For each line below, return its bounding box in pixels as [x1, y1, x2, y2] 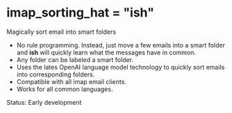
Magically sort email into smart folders [6, 28, 116, 36]
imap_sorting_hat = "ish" [6, 5, 154, 21]
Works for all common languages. [16, 85, 113, 93]
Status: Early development [6, 98, 82, 106]
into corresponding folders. [16, 70, 95, 79]
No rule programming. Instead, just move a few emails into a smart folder [16, 41, 225, 49]
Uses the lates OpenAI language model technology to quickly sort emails [16, 63, 225, 71]
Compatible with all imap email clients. [16, 77, 126, 85]
